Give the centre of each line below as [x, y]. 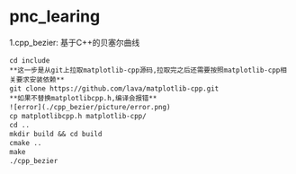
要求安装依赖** [40, 79]
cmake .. [26, 143]
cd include [30, 60]
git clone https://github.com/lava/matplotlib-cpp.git [114, 88]
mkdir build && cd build [56, 134]
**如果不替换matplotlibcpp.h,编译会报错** [83, 98]
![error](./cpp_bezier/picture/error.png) [90, 107]
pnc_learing [55, 17]
